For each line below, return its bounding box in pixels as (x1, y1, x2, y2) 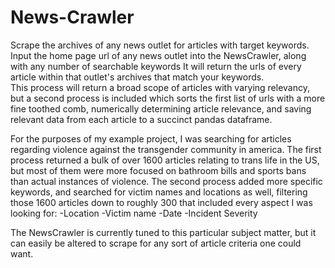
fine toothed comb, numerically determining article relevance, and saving (10, 102, 312, 115)
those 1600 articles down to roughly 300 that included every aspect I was (10, 196, 313, 208)
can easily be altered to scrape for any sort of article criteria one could (10, 237, 302, 249)
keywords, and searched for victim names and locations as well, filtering (10, 186, 308, 198)
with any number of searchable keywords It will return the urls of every (10, 60, 302, 72)
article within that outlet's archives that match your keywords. (10, 71, 265, 83)
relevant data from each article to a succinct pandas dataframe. (10, 113, 273, 125)
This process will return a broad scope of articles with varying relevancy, (10, 81, 310, 93)
